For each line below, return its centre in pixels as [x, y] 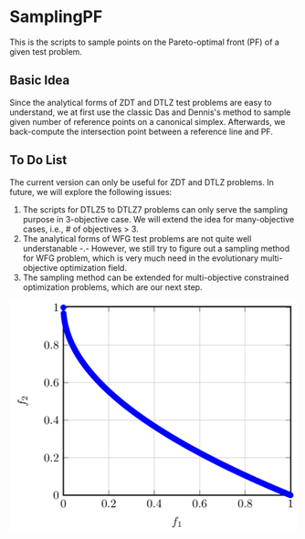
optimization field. [93, 267]
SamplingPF [56, 17]
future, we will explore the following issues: [91, 192]
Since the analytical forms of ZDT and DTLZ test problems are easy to [141, 102]
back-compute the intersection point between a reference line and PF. [142, 131]
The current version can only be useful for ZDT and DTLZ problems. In [142, 182]
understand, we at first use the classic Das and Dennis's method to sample [150, 112]
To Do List [38, 160]
